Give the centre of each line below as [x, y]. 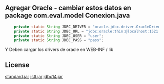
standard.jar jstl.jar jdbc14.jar [34, 77]
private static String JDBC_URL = [49, 31]
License [17, 65]
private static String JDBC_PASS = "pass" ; [59, 40]
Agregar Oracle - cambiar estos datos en [68, 8]
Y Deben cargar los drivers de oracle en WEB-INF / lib [59, 50]
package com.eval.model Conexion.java [68, 16]
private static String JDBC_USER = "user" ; [59, 36]
